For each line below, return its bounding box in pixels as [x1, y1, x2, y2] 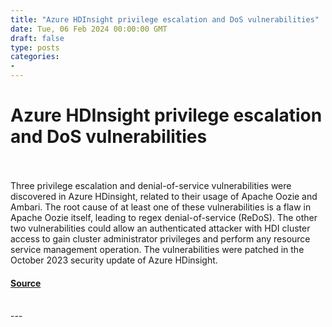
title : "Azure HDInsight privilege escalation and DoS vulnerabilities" [10, 14, 320, 25]
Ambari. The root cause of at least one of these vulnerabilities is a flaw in [10, 201, 312, 213]
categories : [10, 52, 60, 62]
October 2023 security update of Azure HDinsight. [10, 254, 218, 266]
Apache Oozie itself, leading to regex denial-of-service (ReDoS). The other [10, 211, 318, 223]
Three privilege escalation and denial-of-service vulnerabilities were [10, 179, 292, 191]
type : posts [10, 42, 60, 53]
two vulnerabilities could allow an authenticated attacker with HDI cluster [10, 222, 311, 234]
